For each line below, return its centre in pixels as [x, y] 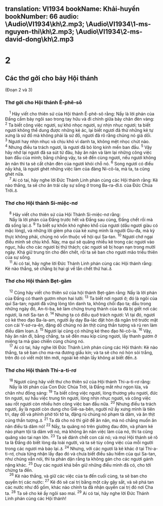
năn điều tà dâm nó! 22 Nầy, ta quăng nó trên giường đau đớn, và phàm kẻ [79, 426]
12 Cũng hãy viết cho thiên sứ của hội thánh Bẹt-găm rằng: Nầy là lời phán [83, 292]
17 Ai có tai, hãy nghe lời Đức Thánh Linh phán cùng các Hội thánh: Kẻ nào [84, 347]
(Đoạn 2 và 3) [19, 90]
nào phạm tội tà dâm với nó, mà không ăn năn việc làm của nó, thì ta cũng [79, 432]
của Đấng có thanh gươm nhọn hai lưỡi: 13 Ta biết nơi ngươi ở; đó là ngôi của [81, 298]
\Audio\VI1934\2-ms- [109, 32]
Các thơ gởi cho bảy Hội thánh [52, 78]
